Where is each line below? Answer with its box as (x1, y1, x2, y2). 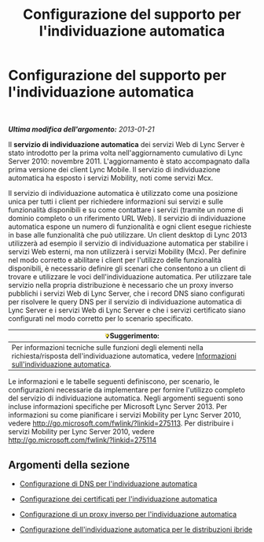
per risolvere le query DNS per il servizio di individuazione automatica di (8, 297, 242, 306)
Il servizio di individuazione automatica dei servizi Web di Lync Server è (8, 139, 245, 149)
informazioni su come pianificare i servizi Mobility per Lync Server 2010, (8, 411, 242, 420)
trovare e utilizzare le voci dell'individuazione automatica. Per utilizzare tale (8, 271, 251, 281)
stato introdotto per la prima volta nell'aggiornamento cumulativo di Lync (8, 148, 244, 157)
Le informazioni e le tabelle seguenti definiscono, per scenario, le (8, 377, 220, 386)
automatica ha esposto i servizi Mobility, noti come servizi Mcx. (8, 173, 214, 183)
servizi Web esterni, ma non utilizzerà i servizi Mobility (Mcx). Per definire (8, 246, 247, 256)
